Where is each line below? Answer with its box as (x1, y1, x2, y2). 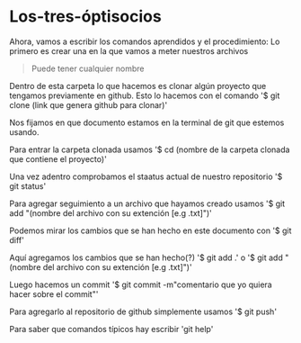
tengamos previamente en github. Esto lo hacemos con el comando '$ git (9, 90, 280, 101)
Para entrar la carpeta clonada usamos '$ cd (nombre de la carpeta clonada (9, 144, 290, 155)
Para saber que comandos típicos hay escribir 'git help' (9, 323, 214, 334)
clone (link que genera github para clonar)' (9, 99, 168, 110)
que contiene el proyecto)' (9, 153, 108, 164)
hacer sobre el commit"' (9, 288, 99, 299)
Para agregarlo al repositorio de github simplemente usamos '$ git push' (9, 306, 277, 317)
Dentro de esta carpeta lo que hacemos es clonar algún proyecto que (9, 80, 267, 91)
